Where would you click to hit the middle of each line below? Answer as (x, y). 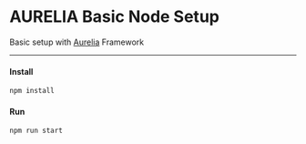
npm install (32, 91)
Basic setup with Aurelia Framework (76, 42)
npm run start (36, 131)
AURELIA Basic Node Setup (115, 17)
